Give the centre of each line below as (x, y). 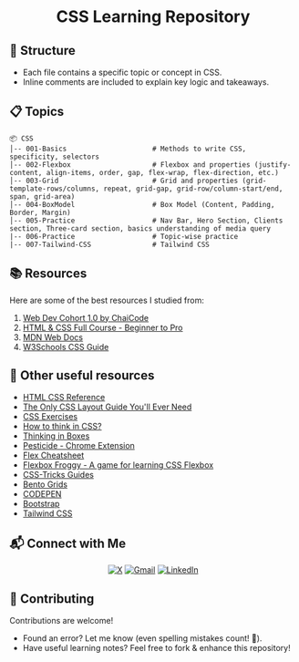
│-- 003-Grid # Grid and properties (124, 181)
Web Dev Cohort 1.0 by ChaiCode (86, 317)
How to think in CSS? (62, 427)
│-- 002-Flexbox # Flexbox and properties (130, 165)
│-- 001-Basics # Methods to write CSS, (128, 149)
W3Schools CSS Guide (66, 347)
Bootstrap (41, 504)
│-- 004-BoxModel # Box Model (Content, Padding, (142, 204)
